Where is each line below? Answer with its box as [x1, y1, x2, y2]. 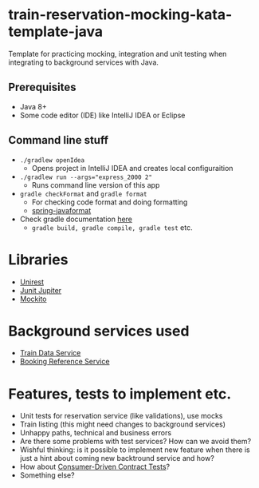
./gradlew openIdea [19, 156, 85, 165]
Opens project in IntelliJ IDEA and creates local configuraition [31, 163, 233, 173]
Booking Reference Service [19, 357, 110, 367]
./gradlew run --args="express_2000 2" [19, 173, 153, 181]
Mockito [19, 294, 47, 304]
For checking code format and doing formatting [31, 197, 188, 207]
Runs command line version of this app [31, 180, 160, 189]
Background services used [8, 322, 190, 340]
